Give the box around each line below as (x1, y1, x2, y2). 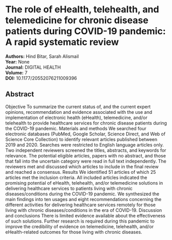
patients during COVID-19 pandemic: (5, 26, 166, 37)
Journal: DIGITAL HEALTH (5, 64, 61, 70)
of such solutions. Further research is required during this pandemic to (5, 218, 155, 224)
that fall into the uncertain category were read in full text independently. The (5, 158, 167, 164)
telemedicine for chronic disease (5, 14, 149, 26)
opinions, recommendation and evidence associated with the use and (5, 109, 152, 115)
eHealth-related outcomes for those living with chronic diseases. (5, 229, 142, 235)
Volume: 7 (5, 69, 28, 75)
